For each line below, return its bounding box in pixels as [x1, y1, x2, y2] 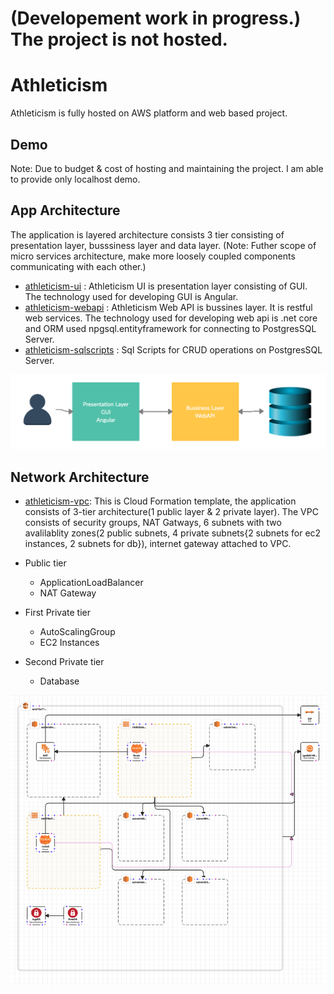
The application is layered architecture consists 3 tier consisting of [10, 228, 285, 241]
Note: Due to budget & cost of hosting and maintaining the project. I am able [10, 162, 324, 174]
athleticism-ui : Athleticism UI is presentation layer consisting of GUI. [24, 280, 308, 292]
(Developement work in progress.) [10, 7, 302, 30]
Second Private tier [24, 656, 105, 668]
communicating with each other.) [10, 260, 147, 272]
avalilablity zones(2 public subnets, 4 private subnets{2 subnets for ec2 [24, 527, 322, 539]
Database [39, 675, 80, 687]
